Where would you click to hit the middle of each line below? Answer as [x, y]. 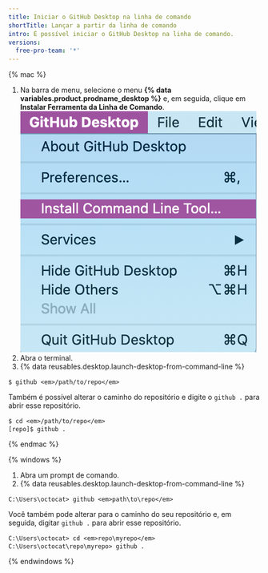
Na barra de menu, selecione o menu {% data [96, 90]
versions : [25, 42]
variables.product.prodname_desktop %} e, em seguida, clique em [133, 99]
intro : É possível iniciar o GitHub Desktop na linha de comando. [121, 34]
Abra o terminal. [46, 358]
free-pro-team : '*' [48, 51]
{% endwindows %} [41, 562]
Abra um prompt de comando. [70, 475]
